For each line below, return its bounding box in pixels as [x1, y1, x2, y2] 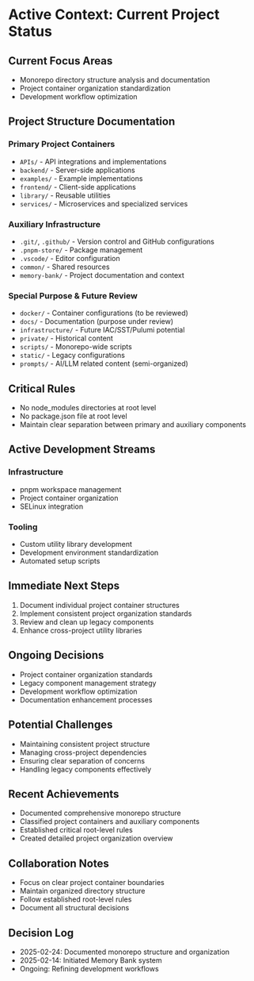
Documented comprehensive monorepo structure [19, 808, 182, 818]
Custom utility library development [19, 540, 133, 549]
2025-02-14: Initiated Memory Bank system [19, 955, 162, 965]
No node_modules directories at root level [19, 403, 157, 413]
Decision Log [8, 926, 74, 940]
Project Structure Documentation [8, 115, 176, 129]
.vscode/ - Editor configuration [19, 253, 120, 263]
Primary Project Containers [8, 139, 116, 150]
